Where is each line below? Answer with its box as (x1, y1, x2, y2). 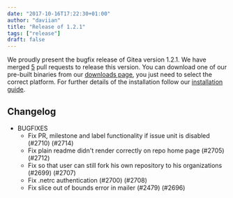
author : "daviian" (7, 17, 61, 24)
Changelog (7, 106, 57, 118)
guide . (7, 85, 26, 94)
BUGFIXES (17, 124, 48, 132)
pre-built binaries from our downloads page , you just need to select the (7, 71, 213, 79)
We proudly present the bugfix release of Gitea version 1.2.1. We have (7, 55, 207, 64)
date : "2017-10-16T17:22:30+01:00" (7, 10, 111, 17)
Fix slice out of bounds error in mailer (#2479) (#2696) (27, 183, 186, 192)
